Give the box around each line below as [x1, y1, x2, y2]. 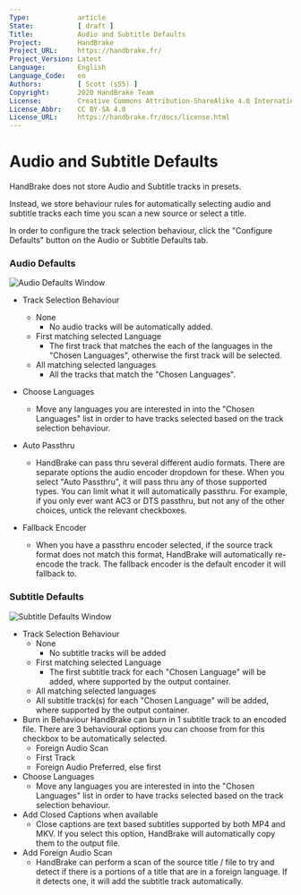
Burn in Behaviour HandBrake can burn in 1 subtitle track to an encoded [21, 713, 287, 725]
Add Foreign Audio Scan [21, 847, 113, 857]
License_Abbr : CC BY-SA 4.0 [9, 105, 126, 114]
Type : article [9, 13, 106, 22]
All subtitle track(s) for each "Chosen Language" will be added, [35, 695, 269, 705]
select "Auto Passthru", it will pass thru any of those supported [35, 476, 267, 488]
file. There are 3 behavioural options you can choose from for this [21, 723, 265, 734]
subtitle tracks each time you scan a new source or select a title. [9, 208, 247, 219]
